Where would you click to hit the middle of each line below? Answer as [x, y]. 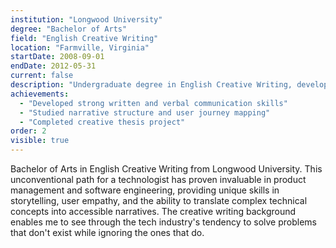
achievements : [40, 94]
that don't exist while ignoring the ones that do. [107, 232]
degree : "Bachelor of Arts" [69, 29]
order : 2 [28, 131]
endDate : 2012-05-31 [53, 66]
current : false [42, 76]
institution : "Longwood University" [86, 19]
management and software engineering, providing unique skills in [145, 190]
